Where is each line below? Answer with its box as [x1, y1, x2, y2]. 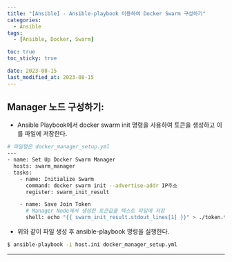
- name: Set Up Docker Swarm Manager [7, 157, 116, 164]
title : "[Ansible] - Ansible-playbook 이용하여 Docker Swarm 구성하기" [7, 10, 206, 17]
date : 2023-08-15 [7, 67, 57, 74]
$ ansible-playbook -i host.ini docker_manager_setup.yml [7, 241, 177, 248]
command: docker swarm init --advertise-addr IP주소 [25, 182, 178, 189]
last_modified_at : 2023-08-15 [7, 73, 95, 80]
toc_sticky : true [7, 55, 57, 62]
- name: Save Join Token [19, 201, 91, 208]
